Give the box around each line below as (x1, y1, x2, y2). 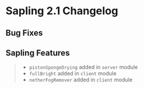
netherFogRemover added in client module (29, 76, 133, 84)
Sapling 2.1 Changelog (5, 4, 118, 18)
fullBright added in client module (29, 70, 117, 77)
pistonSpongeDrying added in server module (29, 63, 138, 71)
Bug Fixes (5, 28, 43, 38)
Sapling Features (5, 47, 70, 58)
